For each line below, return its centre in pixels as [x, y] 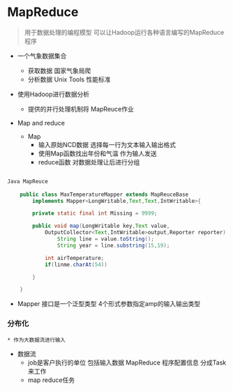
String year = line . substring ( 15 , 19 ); [113, 245]
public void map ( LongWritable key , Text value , [101, 226]
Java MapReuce [28, 181]
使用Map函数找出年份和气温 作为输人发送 [97, 153]
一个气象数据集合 [42, 56]
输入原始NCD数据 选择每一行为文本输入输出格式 [107, 144]
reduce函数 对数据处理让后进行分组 [89, 162]
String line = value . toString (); [106, 239]
